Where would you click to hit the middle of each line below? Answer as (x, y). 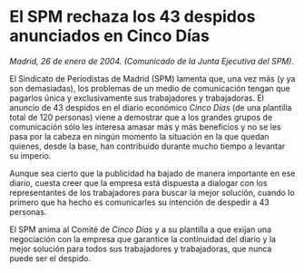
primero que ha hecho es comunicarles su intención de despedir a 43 (140, 202)
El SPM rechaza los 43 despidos (132, 17)
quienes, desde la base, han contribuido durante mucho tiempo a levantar (147, 146)
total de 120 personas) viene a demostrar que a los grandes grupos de (141, 117)
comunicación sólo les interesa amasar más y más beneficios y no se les (145, 127)
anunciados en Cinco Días (110, 36)
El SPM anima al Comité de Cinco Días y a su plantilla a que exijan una (141, 229)
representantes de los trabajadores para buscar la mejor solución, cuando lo (152, 192)
